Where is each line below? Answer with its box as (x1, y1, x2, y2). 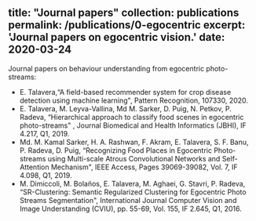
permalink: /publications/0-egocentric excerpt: (8, 19, 246, 32)
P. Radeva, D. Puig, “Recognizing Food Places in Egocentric (19, 145, 212, 155)
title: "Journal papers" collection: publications (8, 6, 240, 20)
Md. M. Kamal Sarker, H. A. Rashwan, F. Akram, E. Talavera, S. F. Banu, (19, 137, 249, 147)
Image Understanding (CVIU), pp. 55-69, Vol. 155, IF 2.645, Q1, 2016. (19, 204, 242, 213)
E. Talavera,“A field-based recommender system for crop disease (19, 87, 232, 96)
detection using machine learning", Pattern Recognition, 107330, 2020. (19, 96, 249, 105)
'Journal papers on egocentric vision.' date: (8, 31, 225, 44)
